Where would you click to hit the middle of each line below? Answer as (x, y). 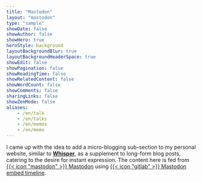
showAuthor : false (29, 34)
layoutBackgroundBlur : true (42, 51)
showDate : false (27, 29)
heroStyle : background (35, 46)
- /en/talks (32, 119)
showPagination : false (35, 68)
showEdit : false (27, 62)
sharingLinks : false (32, 96)
